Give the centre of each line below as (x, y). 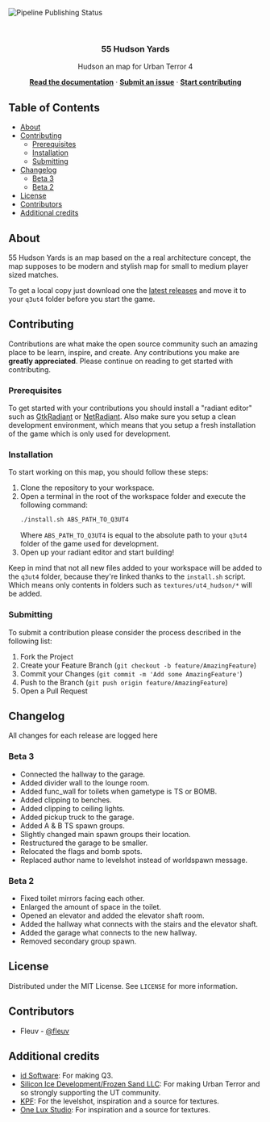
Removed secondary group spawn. (78, 941)
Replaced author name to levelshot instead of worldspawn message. (134, 860)
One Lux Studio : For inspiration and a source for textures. (115, 1110)
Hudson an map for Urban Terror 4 (135, 67)
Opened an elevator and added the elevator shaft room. (112, 915)
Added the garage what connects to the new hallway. (108, 932)
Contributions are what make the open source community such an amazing (133, 344)
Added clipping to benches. (66, 800)
